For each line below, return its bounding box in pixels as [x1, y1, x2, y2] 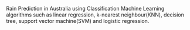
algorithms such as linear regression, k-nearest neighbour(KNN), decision [6, 11, 185, 18]
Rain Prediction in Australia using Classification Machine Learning [6, 5, 165, 12]
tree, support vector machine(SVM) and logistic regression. [6, 18, 150, 24]
